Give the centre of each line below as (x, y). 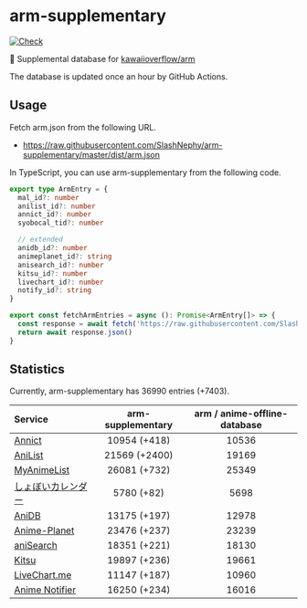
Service (31, 419)
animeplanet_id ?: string (65, 257)
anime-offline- (254, 414)
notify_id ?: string (55, 290)
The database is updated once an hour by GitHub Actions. (119, 76)
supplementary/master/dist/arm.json (91, 154)
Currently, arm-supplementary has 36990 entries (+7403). (120, 391)
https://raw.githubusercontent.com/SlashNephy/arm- (122, 145)
